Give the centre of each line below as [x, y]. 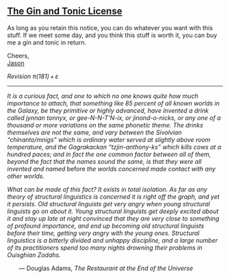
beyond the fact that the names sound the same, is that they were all [104, 161]
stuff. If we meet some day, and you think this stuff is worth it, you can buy [112, 35]
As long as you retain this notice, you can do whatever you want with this [110, 27]
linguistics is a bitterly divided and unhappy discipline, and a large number [112, 240]
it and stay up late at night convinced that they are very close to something [113, 218]
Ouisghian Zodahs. [34, 255]
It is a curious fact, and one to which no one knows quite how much [103, 96]
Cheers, [18, 56]
